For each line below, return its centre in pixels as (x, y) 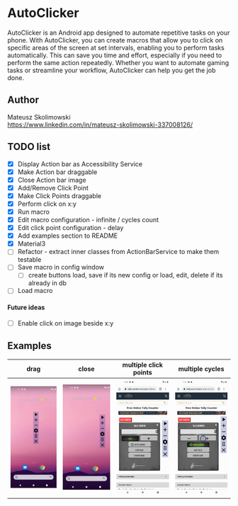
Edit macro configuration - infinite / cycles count (88, 220)
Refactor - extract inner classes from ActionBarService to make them (118, 252)
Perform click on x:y (47, 204)
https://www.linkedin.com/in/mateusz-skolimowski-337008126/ (100, 125)
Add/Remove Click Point (53, 188)
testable (29, 260)
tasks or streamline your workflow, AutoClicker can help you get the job (112, 70)
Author (23, 100)
